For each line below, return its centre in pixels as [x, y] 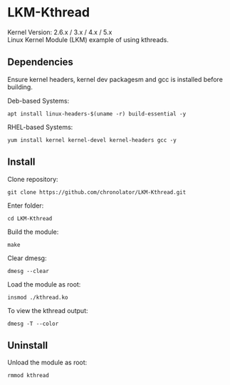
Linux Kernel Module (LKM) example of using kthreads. [88, 39]
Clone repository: [33, 179]
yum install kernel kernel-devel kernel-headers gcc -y [92, 140]
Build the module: [33, 232]
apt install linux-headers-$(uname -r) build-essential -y [97, 114]
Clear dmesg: [27, 258]
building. [20, 87]
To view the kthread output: [48, 310]
